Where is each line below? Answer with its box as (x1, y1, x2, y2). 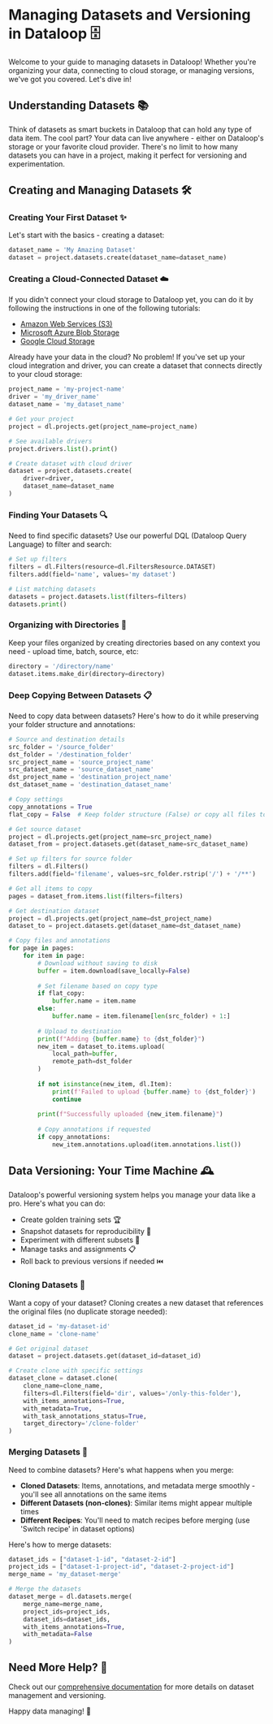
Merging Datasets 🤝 (8, 1446, 88, 1458)
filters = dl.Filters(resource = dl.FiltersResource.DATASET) (8, 563, 217, 571)
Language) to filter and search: (8, 539, 112, 549)
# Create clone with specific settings (8, 1367, 144, 1375)
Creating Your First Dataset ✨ (8, 212, 128, 223)
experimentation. (8, 158, 65, 168)
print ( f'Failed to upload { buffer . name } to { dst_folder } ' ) (51, 1087, 256, 1096)
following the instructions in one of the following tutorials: (8, 303, 201, 314)
